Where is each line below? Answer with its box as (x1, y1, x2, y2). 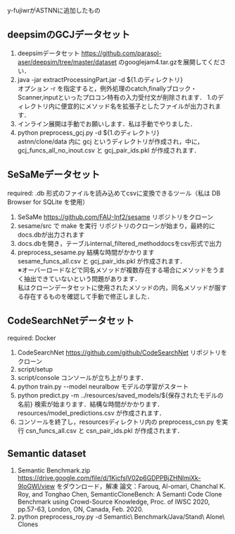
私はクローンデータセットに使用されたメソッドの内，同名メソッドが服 (17, 283, 222, 292)
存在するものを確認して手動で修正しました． (23, 292, 153, 300)
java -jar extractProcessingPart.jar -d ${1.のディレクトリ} (17, 75, 183, 83)
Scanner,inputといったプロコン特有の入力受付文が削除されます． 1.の (17, 93, 218, 101)
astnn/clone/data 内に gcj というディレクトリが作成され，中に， (17, 137, 204, 146)
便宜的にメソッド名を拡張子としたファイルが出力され (61, 102, 215, 110)
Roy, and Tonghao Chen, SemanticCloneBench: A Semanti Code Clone (17, 490, 222, 499)
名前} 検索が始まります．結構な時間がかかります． (17, 400, 164, 408)
